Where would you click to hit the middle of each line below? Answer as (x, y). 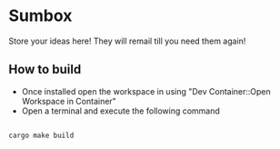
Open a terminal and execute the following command (120, 111)
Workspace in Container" (69, 101)
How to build (45, 70)
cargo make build (41, 135)
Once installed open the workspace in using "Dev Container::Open (146, 91)
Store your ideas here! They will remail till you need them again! (127, 41)
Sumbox (40, 16)
